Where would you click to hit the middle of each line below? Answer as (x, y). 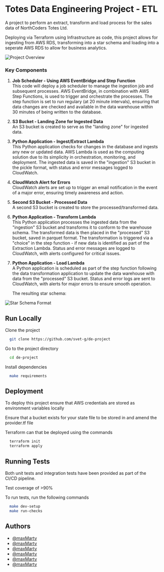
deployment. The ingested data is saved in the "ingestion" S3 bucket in (84, 163)
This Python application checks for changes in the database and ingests (85, 147)
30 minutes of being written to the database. (57, 112)
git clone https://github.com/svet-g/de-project (60, 339)
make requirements (28, 376)
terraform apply (26, 446)
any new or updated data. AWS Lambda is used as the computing (78, 152)
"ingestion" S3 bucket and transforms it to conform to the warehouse (82, 227)
